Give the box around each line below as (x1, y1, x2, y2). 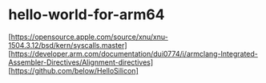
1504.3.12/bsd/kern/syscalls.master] (8, 40, 127, 49)
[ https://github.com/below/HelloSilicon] (8, 65, 139, 75)
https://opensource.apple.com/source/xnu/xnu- (10, 32, 168, 41)
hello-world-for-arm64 (8, 6, 166, 24)
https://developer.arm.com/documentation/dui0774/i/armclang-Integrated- (10, 49, 259, 58)
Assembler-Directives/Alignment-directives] (8, 57, 154, 67)
